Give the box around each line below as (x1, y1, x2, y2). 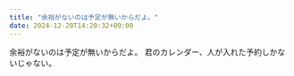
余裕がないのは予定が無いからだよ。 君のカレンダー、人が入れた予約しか (9, 46, 278, 57)
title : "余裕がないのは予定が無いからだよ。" (9, 12, 159, 22)
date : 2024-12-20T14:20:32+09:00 (9, 21, 134, 30)
